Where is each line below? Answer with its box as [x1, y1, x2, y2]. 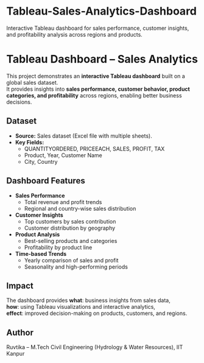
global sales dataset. [6, 79, 58, 86]
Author [6, 327, 33, 337]
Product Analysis [15, 230, 60, 238]
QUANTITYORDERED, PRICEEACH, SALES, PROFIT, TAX [24, 145, 165, 152]
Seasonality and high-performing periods [24, 263, 128, 270]
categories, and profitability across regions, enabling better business [6, 91, 182, 99]
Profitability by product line [24, 244, 93, 251]
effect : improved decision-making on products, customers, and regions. [6, 309, 188, 317]
